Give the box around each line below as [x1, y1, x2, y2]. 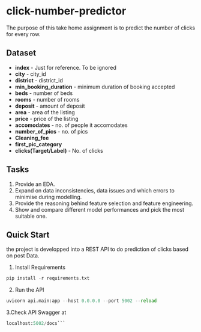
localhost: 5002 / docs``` [6, 321, 66, 327]
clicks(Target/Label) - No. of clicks [14, 147, 103, 154]
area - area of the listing [14, 108, 75, 115]
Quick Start [6, 230, 50, 240]
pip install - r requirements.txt [6, 275, 90, 281]
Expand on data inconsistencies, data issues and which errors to [14, 186, 175, 194]
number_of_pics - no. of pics [14, 128, 88, 135]
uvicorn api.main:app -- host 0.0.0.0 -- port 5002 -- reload [6, 298, 157, 304]
